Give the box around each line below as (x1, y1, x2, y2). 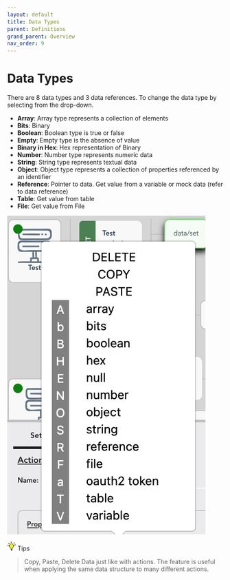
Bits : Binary (16, 121, 50, 130)
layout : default (7, 11, 54, 18)
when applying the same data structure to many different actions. (23, 565, 209, 573)
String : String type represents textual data (16, 158, 137, 167)
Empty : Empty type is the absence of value (16, 136, 140, 145)
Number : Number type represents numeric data (16, 151, 153, 159)
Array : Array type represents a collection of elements (16, 114, 169, 123)
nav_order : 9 (7, 40, 45, 48)
